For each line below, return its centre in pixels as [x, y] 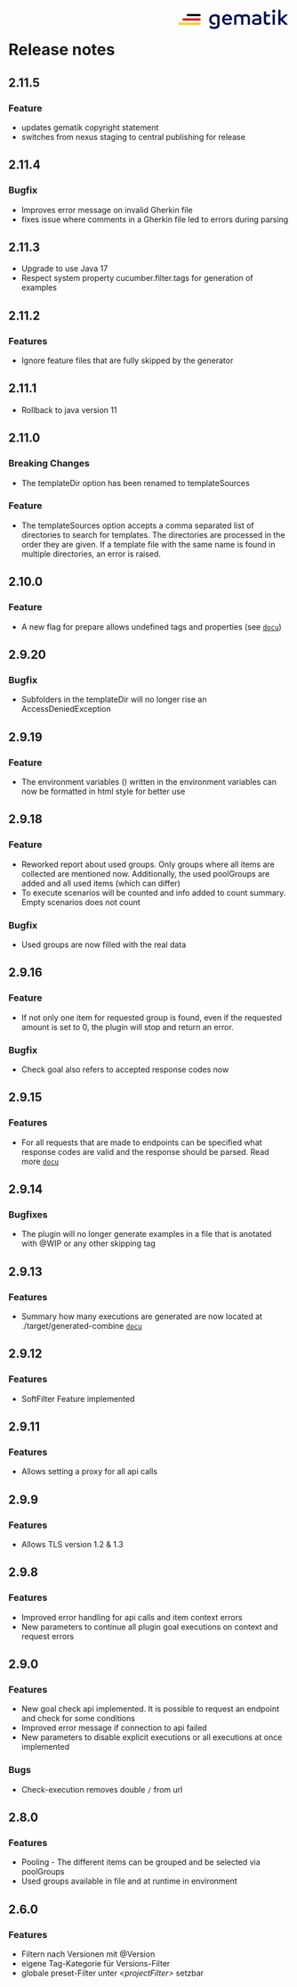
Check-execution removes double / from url [102, 1789]
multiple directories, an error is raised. [91, 554]
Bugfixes [28, 1215]
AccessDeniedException [66, 709]
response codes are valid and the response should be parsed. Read [145, 1151]
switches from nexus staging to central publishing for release [133, 136]
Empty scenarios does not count [81, 902]
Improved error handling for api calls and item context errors [132, 1617]
